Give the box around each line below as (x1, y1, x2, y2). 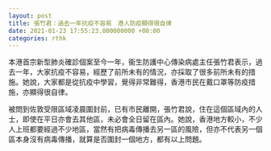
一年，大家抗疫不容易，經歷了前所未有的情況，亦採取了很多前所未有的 (15, 67, 248, 77)
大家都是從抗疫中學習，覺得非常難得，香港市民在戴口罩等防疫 (43, 77, 248, 87)
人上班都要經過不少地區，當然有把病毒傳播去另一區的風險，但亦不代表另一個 (8, 124, 263, 134)
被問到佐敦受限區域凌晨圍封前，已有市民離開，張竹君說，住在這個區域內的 (8, 104, 256, 114)
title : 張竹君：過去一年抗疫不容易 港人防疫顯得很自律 (8, 19, 172, 27)
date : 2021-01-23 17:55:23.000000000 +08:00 (8, 27, 161, 35)
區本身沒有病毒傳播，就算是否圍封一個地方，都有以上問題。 (8, 134, 206, 145)
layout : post (8, 11, 52, 20)
